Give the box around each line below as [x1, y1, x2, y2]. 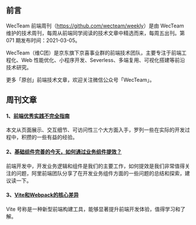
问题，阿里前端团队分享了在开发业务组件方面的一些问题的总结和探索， [16, 169, 185, 176]
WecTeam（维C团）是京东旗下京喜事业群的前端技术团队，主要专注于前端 [6, 49, 182, 56]
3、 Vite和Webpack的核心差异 [6, 192, 79, 199]
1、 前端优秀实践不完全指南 [6, 112, 70, 119]
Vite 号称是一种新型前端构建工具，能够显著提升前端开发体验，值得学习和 [6, 205, 181, 212]
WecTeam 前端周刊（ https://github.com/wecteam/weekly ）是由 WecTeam [6, 22, 184, 29]
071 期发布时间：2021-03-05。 [6, 37, 80, 44]
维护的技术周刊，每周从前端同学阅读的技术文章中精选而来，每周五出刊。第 [6, 29, 185, 36]
